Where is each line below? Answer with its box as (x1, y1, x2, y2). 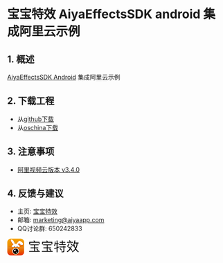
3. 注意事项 (7, 146, 55, 158)
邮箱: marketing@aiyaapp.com (17, 216, 105, 224)
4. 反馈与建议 (7, 188, 64, 199)
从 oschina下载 (17, 123, 59, 131)
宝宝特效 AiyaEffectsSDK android (7, 6, 201, 22)
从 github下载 (17, 115, 54, 123)
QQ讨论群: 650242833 (17, 224, 82, 233)
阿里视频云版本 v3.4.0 (17, 165, 80, 174)
